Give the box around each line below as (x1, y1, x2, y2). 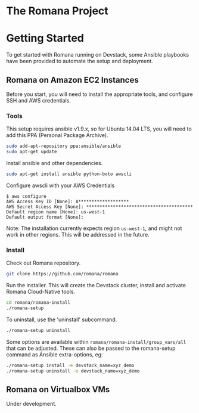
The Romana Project (6, 4, 108, 18)
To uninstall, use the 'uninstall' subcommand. (6, 316, 117, 323)
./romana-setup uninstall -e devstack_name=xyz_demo (6, 368, 140, 374)
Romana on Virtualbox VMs (6, 384, 110, 395)
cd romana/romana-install (6, 300, 70, 306)
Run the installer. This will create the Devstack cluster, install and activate (6, 282, 186, 289)
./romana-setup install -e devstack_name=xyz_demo (6, 362, 135, 368)
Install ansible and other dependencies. (6, 159, 103, 166)
